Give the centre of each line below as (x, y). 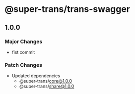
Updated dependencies (36, 76)
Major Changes (24, 42)
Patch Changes (24, 65)
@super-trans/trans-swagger (67, 9)
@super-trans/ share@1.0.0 (47, 86)
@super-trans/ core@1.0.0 (46, 81)
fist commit (23, 52)
